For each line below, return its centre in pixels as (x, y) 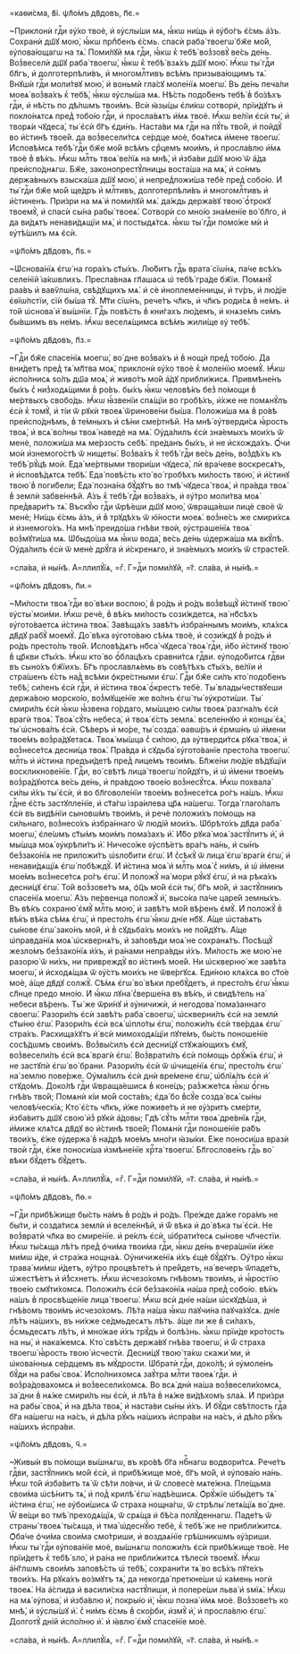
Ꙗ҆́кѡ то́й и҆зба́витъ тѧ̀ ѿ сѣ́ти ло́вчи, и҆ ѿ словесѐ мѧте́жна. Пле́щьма (140, 1483)
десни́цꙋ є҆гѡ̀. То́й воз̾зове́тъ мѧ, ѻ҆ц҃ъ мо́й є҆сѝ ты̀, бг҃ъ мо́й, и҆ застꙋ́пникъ (146, 887)
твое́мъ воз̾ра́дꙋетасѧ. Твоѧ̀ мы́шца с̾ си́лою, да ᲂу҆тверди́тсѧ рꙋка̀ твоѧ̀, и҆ (148, 739)
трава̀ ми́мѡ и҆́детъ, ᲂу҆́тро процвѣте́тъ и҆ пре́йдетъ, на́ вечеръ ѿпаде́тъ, (145, 1268)
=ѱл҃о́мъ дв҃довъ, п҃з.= (50, 340)
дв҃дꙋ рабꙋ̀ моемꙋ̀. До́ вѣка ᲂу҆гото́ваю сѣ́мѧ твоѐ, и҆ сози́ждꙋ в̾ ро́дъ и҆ (141, 635)
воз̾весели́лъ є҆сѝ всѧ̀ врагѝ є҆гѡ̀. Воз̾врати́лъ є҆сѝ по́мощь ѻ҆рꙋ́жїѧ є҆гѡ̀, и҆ (146, 1055)
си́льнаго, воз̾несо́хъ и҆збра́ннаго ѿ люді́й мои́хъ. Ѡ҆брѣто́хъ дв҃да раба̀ (144, 823)
